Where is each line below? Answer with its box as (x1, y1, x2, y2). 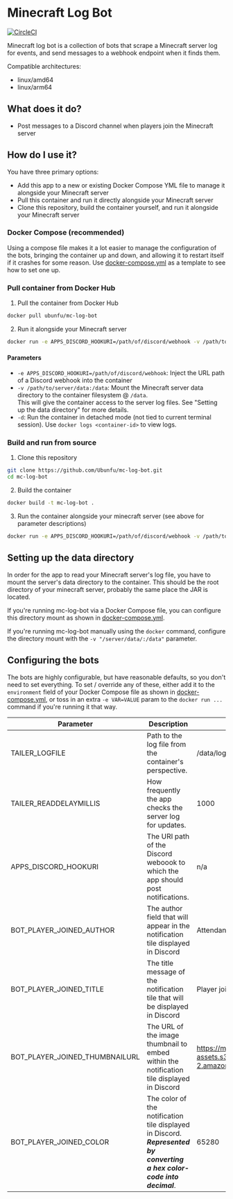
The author (146, 903, 183, 913)
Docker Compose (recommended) (7, 228, 125, 238)
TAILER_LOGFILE (10, 748, 66, 758)
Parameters (7, 353, 42, 362)
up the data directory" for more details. (17, 406, 129, 414)
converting (146, 1155, 184, 1164)
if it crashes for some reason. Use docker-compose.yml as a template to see (7, 258, 226, 267)
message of (146, 967, 186, 977)
